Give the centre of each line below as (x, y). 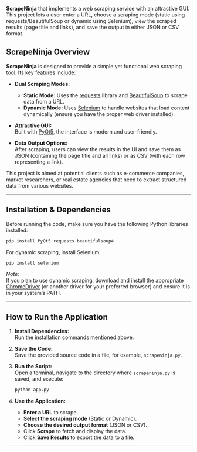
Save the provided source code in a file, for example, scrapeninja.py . (98, 355)
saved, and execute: (39, 379)
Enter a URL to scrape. (50, 413)
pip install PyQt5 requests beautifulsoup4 (60, 241)
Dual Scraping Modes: (42, 84)
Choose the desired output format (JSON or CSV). (85, 425)
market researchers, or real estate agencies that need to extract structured (96, 180)
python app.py (32, 390)
